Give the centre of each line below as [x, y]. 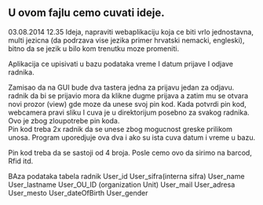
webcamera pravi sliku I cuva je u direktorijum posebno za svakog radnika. [129, 112]
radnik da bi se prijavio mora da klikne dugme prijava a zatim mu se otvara [128, 95]
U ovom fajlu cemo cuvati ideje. [86, 13]
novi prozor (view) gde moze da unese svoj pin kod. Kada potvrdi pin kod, [128, 104]
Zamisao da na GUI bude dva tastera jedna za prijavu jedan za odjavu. [121, 87]
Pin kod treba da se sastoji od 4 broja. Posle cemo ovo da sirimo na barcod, [130, 152]
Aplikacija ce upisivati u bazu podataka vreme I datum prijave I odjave [121, 64]
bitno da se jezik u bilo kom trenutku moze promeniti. [93, 48]
